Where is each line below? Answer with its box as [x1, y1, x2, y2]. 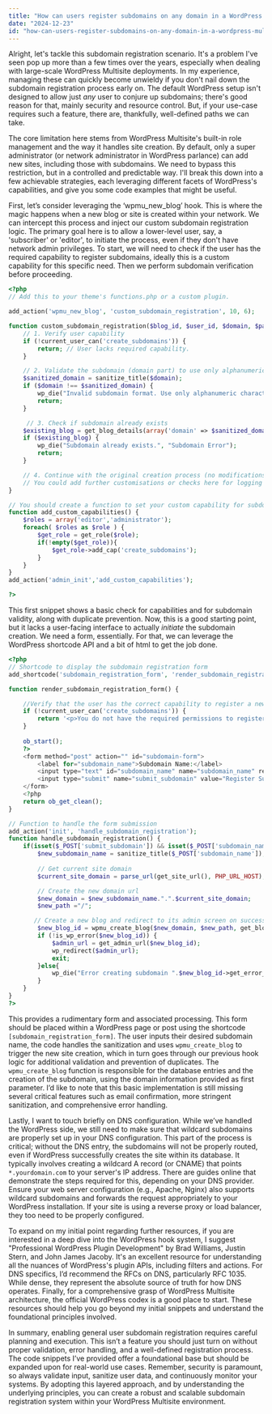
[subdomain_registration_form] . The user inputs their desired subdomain [8, 1031, 253, 1041]
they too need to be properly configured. [8, 1210, 144, 1220]
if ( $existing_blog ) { [23, 434, 100, 442]
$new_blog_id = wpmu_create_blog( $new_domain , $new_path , [37, 924, 237, 932]
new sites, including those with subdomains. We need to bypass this [8, 159, 236, 169]
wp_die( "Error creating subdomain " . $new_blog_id [51, 969, 223, 978]
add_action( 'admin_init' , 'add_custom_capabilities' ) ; [8, 576, 194, 584]
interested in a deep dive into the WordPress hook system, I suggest [8, 1234, 236, 1244]
